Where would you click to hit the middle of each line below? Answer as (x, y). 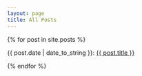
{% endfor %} (27, 66)
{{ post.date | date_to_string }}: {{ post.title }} (71, 53)
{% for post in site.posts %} (47, 39)
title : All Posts (32, 20)
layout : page (26, 13)
